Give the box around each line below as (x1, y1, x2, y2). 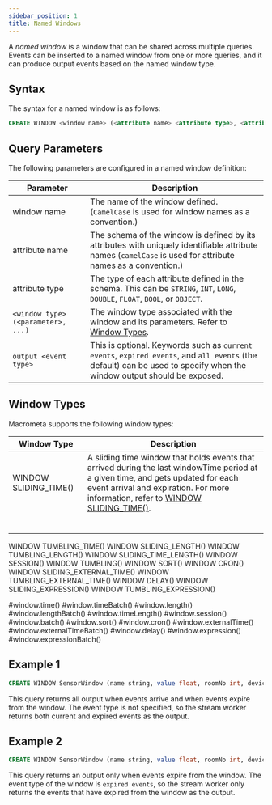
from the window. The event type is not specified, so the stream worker (8, 702, 247, 712)
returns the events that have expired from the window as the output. (8, 788, 236, 798)
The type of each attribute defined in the (90, 273, 244, 284)
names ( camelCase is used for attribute (90, 250, 235, 261)
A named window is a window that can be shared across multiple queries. (8, 41, 255, 51)
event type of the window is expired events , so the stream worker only (8, 779, 245, 789)
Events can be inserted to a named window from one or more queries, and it (8, 50, 262, 60)
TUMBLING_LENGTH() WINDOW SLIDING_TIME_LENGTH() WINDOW (8, 549, 238, 559)
